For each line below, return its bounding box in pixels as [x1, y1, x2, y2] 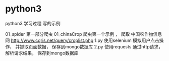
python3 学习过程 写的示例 [5, 20, 61, 26]
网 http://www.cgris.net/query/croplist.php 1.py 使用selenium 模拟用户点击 [5, 37, 160, 43]
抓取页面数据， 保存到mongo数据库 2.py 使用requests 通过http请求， [19, 43, 163, 49]
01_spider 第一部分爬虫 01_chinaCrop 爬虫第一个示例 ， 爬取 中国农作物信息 [5, 31, 162, 37]
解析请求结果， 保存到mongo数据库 [5, 50, 79, 56]
